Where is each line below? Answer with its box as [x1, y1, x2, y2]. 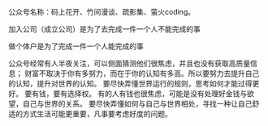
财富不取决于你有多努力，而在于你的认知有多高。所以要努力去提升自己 [24, 69, 260, 78]
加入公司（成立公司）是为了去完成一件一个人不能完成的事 [8, 24, 201, 34]
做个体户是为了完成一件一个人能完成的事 [8, 41, 144, 51]
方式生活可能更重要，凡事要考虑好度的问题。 [22, 109, 172, 119]
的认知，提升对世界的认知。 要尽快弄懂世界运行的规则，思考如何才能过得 [8, 79, 253, 88]
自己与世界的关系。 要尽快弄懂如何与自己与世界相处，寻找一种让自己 [22, 99, 253, 108]
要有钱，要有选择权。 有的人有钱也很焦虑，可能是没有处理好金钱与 [24, 89, 248, 99]
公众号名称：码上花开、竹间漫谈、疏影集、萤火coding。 [8, 7, 196, 16]
